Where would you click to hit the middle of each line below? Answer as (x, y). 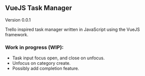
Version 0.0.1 (18, 20)
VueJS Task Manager (39, 8)
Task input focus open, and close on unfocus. (58, 58)
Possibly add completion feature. (46, 69)
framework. (17, 34)
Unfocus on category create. (41, 63)
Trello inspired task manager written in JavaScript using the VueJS (72, 29)
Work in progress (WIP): (34, 47)
